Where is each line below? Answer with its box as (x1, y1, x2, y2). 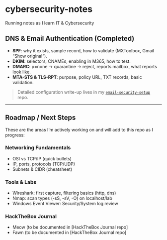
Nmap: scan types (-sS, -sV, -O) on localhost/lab (12, 195, 113, 201)
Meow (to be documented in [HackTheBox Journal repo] (12, 224, 128, 230)
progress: (5, 132, 25, 138)
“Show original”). (12, 53, 47, 59)
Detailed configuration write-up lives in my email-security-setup (17, 89, 151, 95)
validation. (12, 79, 34, 85)
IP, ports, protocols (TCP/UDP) (12, 161, 76, 167)
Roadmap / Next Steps (5, 114, 76, 122)
